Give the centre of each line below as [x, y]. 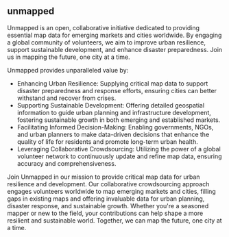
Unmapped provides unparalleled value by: [68, 70]
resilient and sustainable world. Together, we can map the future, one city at [114, 220]
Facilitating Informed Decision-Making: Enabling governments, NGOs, [115, 127]
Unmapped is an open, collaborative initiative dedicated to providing [104, 27]
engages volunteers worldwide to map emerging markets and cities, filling [111, 191]
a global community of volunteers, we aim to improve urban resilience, [106, 42]
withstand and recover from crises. [67, 98]
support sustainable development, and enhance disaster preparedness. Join [115, 49]
